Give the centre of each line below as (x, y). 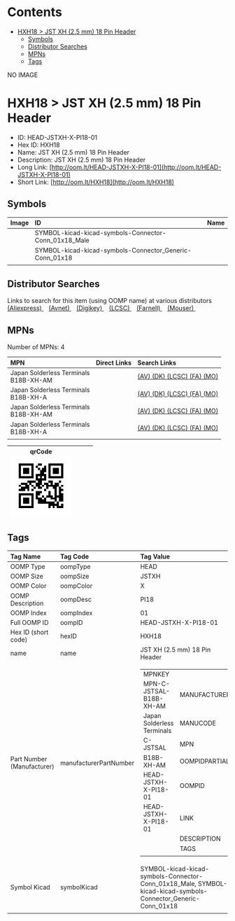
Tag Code (75, 556)
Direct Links (113, 363)
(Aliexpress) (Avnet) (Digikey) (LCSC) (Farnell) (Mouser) (101, 308)
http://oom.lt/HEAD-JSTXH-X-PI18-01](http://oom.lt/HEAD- (136, 167)
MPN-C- (156, 684)
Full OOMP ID (29, 623)
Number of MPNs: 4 (36, 347)
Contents (35, 12)
